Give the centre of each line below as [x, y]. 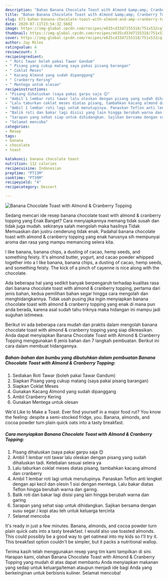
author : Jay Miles [24, 43]
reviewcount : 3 [21, 52]
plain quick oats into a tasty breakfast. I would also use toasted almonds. [80, 531]
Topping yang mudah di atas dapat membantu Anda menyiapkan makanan [82, 562]
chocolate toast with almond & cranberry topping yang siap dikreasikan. [79, 330]
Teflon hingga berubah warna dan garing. [55, 489]
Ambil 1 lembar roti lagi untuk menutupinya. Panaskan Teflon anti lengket [87, 479]
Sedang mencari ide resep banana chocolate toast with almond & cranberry [83, 215]
